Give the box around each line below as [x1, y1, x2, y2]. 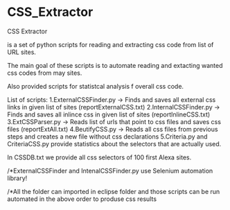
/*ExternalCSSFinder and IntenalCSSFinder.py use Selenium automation [7, 166, 213, 175]
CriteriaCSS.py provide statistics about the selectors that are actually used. [7, 139, 222, 148]
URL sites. [7, 48, 37, 56]
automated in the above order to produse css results [7, 195, 157, 203]
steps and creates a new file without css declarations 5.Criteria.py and [7, 132, 208, 141]
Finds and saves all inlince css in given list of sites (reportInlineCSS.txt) [7, 110, 211, 119]
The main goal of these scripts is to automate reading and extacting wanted [7, 61, 223, 69]
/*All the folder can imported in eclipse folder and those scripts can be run [7, 187, 220, 195]
